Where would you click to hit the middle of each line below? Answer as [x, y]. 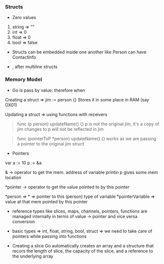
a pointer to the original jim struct [50, 144]
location [13, 177]
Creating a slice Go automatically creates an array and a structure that [83, 245]
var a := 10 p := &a [23, 163]
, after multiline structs [35, 67]
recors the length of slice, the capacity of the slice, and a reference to [82, 251]
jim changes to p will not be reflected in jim [60, 129]
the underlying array [33, 256]
